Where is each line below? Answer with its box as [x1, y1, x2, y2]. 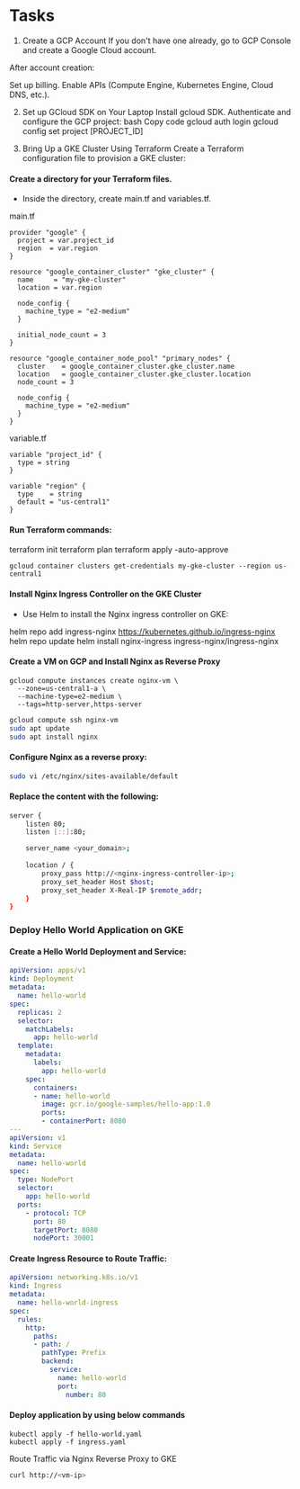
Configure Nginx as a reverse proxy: [9, 751, 147, 762]
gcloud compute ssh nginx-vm [9, 715, 119, 724]
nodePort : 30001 [32, 1233, 94, 1242]
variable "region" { [9, 482, 87, 491]
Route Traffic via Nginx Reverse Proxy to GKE [9, 1453, 177, 1464]
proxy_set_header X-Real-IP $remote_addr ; [41, 885, 203, 895]
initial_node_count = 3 [17, 330, 106, 340]
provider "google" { [9, 229, 87, 238]
